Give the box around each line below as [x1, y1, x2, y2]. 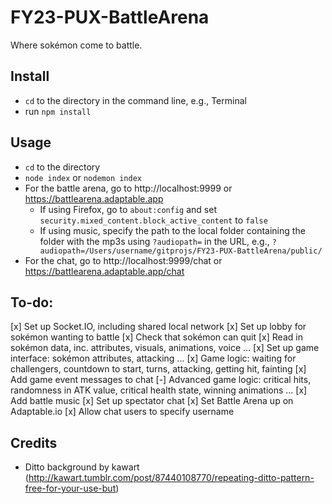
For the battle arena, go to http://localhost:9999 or [24, 182, 233, 194]
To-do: [10, 294, 54, 311]
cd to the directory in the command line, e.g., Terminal [24, 94, 247, 106]
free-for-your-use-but [24, 482, 117, 495]
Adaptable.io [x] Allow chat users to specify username [10, 406, 235, 418]
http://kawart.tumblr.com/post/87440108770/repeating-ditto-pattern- [28, 472, 315, 484]
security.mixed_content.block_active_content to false [39, 214, 268, 226]
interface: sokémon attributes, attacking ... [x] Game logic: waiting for [10, 352, 297, 365]
